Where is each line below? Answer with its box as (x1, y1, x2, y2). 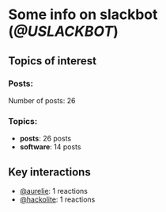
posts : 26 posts (19, 133, 72, 144)
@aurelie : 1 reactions (19, 186, 89, 195)
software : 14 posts (19, 142, 81, 152)
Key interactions (8, 165, 91, 179)
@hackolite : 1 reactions (19, 195, 96, 204)
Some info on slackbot (8, 6, 158, 24)
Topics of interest (8, 54, 97, 67)
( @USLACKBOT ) (8, 22, 119, 40)
